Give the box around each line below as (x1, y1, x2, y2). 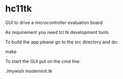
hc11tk (5, 3, 32, 14)
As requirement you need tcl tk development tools (5, 29, 109, 35)
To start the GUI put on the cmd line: (5, 58, 81, 64)
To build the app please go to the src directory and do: (5, 38, 118, 45)
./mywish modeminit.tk (5, 68, 53, 74)
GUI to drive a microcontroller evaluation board (5, 19, 103, 25)
